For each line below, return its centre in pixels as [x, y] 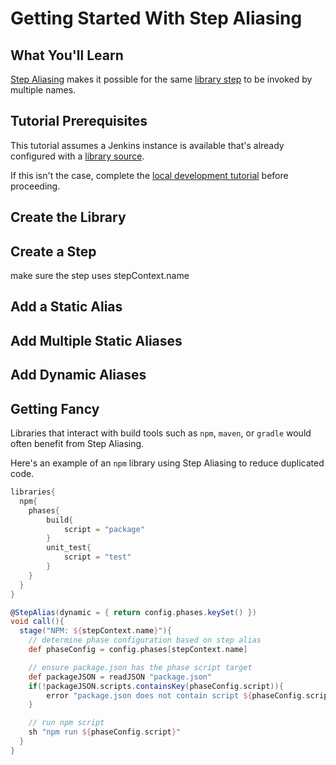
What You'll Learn [67, 55]
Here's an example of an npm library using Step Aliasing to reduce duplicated [167, 463]
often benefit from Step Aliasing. [77, 443]
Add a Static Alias [66, 307]
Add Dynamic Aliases [78, 375]
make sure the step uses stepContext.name [100, 276]
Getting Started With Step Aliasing [156, 18]
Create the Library [68, 217]
